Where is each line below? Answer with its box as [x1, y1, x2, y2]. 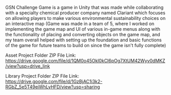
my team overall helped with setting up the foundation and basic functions [5, 37, 162, 43]
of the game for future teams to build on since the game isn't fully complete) [5, 42, 166, 48]
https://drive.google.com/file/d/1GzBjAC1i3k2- [5, 79, 102, 84]
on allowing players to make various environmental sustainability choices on [5, 15, 166, 21]
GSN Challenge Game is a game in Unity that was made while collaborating [5, 5, 164, 10]
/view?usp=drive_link [5, 63, 50, 69]
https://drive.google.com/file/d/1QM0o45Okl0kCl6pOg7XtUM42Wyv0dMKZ [5, 58, 165, 63]
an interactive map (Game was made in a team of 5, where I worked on [5, 20, 155, 27]
